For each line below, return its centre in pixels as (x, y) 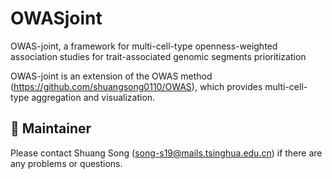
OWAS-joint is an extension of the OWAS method (111, 76)
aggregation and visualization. (93, 97)
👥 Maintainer (51, 128)
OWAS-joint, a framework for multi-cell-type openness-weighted (144, 46)
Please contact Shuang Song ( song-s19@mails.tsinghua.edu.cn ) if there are (166, 153)
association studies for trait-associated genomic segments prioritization (158, 56)
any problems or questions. (66, 163)
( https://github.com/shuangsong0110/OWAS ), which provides (136, 86)
